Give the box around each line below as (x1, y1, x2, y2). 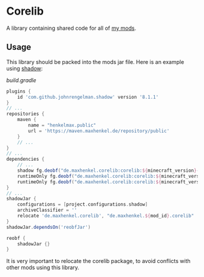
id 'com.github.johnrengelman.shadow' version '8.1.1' (17, 94, 159, 100)
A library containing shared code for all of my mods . (6, 24, 137, 32)
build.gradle (6, 76, 36, 83)
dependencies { (6, 156, 45, 163)
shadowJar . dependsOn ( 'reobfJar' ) (6, 224, 91, 230)
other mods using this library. (6, 264, 80, 272)
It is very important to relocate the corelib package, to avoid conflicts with (6, 258, 191, 265)
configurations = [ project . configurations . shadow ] (17, 202, 148, 208)
